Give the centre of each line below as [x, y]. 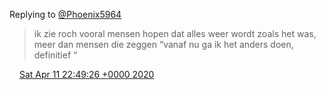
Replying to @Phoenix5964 [65, 14]
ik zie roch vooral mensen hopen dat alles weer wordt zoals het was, [175, 33]
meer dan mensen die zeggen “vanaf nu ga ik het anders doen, [163, 44]
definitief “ [55, 55]
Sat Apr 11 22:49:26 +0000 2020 [86, 74]
